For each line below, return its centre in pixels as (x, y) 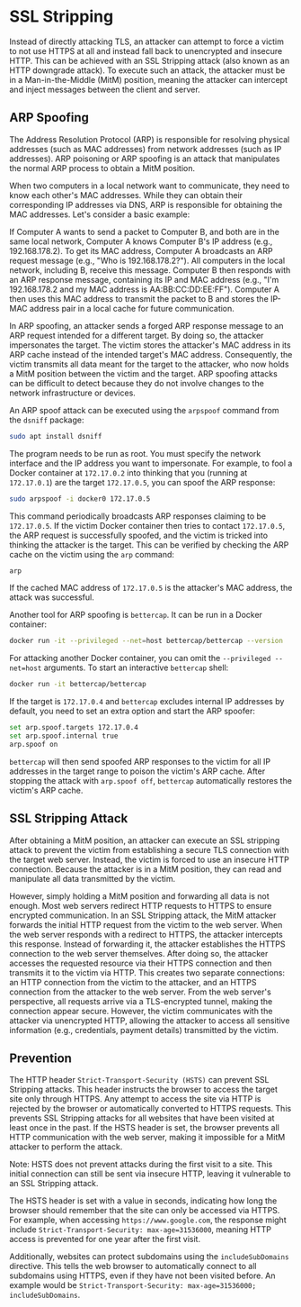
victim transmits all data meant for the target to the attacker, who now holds (149, 364)
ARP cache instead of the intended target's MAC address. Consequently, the (151, 354)
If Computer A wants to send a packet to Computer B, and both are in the (145, 231)
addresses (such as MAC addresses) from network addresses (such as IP (146, 149)
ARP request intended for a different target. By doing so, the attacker (137, 335)
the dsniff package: (47, 420)
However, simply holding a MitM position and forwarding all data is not (139, 896)
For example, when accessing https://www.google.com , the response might (148, 1220)
